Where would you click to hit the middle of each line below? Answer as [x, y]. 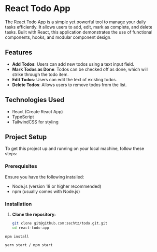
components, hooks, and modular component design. [58, 37]
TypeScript [23, 117]
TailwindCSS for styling [35, 122]
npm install [17, 237]
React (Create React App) [37, 111]
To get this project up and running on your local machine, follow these [75, 148]
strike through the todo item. [40, 74]
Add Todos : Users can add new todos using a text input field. [73, 64]
